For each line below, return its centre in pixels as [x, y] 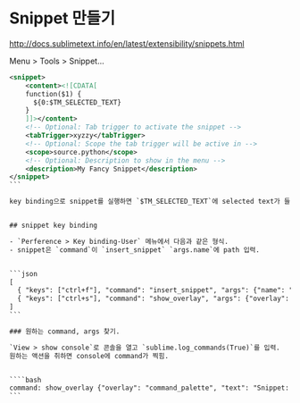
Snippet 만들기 [62, 18]
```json [24, 273]
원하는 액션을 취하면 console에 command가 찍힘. [89, 356]
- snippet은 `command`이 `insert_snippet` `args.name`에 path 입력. [135, 250]
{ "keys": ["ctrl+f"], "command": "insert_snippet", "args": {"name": [151, 290]
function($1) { [54, 94]
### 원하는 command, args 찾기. [65, 332]
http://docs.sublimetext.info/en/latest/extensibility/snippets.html [127, 43]
